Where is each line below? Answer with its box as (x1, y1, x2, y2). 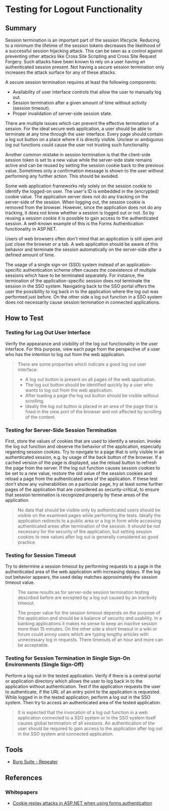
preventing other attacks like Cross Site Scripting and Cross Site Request (5, 53, 157, 59)
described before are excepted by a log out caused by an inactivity (17, 594, 157, 601)
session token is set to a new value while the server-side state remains (5, 157, 152, 163)
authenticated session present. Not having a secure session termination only (5, 64, 164, 70)
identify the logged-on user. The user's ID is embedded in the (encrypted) (5, 188, 159, 194)
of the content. (25, 414, 57, 420)
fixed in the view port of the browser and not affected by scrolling (25, 408, 162, 414)
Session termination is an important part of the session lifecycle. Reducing (5, 37, 160, 43)
